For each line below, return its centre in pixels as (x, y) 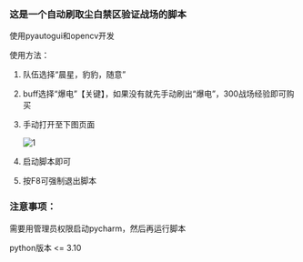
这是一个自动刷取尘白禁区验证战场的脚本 (98, 14)
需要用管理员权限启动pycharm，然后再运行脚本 (98, 228)
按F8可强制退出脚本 (60, 181)
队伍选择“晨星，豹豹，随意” (74, 75)
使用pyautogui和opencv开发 (62, 36)
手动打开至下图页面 (59, 125)
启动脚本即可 (46, 162)
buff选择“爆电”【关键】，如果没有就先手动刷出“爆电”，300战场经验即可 (154, 94)
